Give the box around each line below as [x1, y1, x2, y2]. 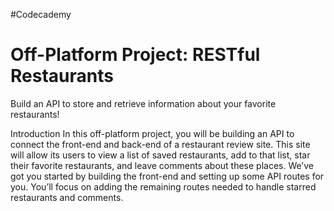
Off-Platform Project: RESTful [10, 44, 261, 66]
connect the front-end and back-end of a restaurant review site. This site [10, 138, 311, 150]
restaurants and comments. [10, 191, 124, 203]
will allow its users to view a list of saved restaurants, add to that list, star [10, 149, 311, 161]
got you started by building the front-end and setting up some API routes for [10, 170, 325, 182]
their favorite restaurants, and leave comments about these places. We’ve [10, 159, 314, 171]
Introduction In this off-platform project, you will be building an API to [10, 127, 295, 139]
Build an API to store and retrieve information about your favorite [10, 97, 277, 109]
